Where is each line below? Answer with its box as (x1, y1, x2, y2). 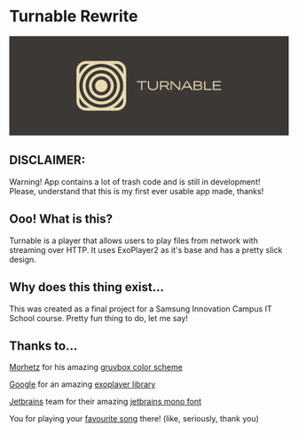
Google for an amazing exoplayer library (9, 379, 156, 390)
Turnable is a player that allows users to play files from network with (9, 235, 259, 246)
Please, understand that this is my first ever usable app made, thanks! (9, 185, 264, 196)
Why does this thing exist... (9, 279, 164, 295)
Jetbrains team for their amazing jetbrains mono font (9, 397, 202, 407)
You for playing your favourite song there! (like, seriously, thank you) (9, 413, 260, 424)
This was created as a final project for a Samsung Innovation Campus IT (9, 303, 272, 314)
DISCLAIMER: (9, 153, 86, 168)
